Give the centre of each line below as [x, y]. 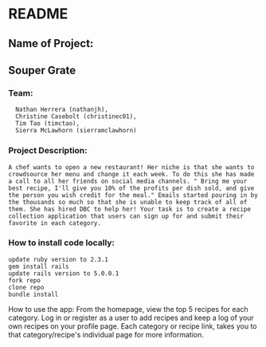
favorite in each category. [55, 223]
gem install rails [39, 266]
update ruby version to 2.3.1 [59, 259]
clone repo [26, 287]
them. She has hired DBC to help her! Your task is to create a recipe [129, 209]
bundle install [33, 294]
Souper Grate [42, 70]
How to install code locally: [62, 243]
